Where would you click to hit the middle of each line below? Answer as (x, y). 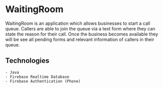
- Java (12, 72)
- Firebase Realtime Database (37, 77)
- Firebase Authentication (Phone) (43, 81)
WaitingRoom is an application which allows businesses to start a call (78, 23)
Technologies (28, 61)
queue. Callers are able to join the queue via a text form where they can (80, 28)
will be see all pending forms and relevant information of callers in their (80, 39)
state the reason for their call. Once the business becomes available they (82, 34)
